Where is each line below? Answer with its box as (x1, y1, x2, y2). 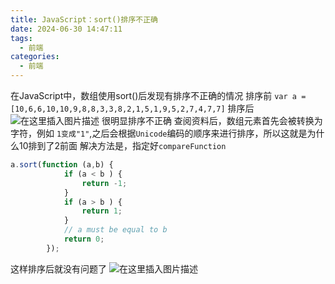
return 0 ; (63, 234, 105, 244)
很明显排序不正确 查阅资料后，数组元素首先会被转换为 (101, 115, 323, 126)
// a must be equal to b (63, 225, 168, 235)
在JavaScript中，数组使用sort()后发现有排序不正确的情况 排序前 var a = (10, 90, 307, 101)
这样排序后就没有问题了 (10, 262, 107, 275)
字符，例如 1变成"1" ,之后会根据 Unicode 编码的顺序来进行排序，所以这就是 (10, 127, 308, 139)
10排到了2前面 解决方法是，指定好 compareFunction (18, 140, 227, 151)
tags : (10, 33, 33, 43)
